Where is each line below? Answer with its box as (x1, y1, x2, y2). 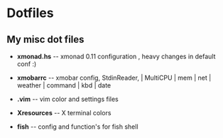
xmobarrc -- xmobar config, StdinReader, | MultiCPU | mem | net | (16, 73, 212, 82)
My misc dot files (6, 33, 85, 46)
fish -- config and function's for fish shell (16, 122, 139, 131)
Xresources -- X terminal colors (16, 109, 111, 117)
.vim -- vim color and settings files (16, 95, 119, 103)
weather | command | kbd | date (16, 81, 111, 90)
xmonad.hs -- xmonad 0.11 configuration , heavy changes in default (16, 52, 216, 60)
